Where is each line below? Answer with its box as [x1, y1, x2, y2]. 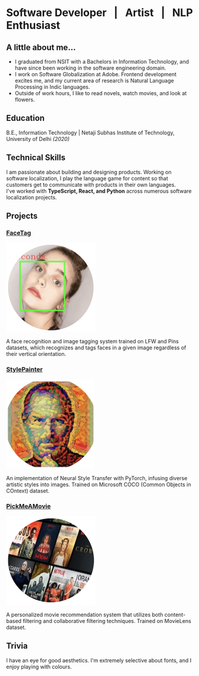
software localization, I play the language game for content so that [6, 174, 168, 181]
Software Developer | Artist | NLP [6, 6, 193, 20]
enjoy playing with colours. [6, 663, 72, 670]
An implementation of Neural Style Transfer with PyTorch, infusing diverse [6, 474, 188, 481]
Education [6, 113, 45, 123]
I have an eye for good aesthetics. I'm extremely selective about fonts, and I [6, 656, 192, 664]
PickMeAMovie [6, 502, 51, 510]
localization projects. [6, 193, 58, 201]
